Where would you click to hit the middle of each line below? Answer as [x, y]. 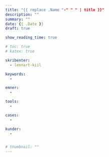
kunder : [13, 129]
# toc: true [18, 47]
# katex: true [20, 51]
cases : [12, 115]
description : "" [22, 15]
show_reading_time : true [31, 38]
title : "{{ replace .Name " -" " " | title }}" [55, 10]
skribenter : [18, 60]
